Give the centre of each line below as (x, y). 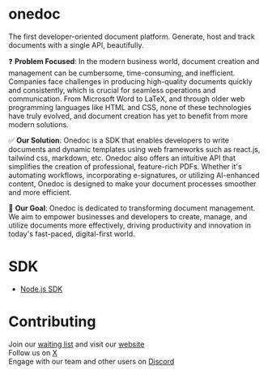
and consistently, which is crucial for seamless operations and (112, 90)
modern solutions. (38, 124)
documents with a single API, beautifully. (76, 45)
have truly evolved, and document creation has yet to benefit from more (128, 116)
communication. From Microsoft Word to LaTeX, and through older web (127, 99)
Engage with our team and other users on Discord (91, 361)
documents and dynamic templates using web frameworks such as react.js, (134, 149)
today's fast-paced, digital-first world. (72, 234)
